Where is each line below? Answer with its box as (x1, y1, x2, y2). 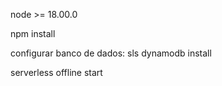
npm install (10, 28, 56, 39)
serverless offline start (10, 67, 103, 78)
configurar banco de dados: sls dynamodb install (10, 47, 212, 59)
